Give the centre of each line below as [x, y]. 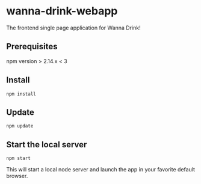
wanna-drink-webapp [62, 11]
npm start [19, 158]
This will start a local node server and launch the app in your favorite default [101, 170]
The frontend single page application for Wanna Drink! [73, 28]
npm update [20, 126]
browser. [17, 176]
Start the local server [47, 145]
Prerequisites [32, 47]
